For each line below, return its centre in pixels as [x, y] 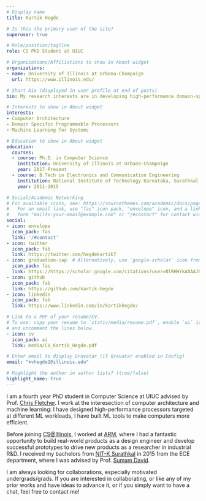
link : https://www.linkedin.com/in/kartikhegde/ [75, 306]
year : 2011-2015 [38, 186]
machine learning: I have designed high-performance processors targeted [100, 409]
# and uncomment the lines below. [51, 328]
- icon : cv [20, 334]
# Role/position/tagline [38, 46]
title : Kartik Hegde [33, 18]
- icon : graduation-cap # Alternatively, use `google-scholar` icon [97, 260]
